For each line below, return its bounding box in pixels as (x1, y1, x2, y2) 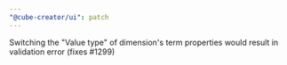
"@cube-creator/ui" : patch (9, 12, 109, 22)
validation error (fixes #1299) (9, 46, 116, 57)
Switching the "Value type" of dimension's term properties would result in (9, 37, 279, 47)
